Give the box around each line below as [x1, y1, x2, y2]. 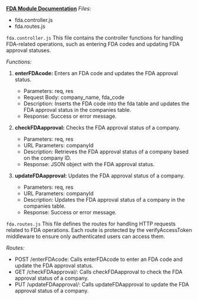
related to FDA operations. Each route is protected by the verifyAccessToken [6, 227, 192, 233]
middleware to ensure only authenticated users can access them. [6, 233, 165, 240]
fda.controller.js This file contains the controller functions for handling [6, 34, 183, 41]
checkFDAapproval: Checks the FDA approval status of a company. [14, 124, 181, 131]
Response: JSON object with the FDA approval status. [23, 161, 155, 167]
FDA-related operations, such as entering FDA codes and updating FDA [6, 41, 180, 47]
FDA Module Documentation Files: [6, 5, 92, 12]
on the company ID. [23, 154, 72, 162]
